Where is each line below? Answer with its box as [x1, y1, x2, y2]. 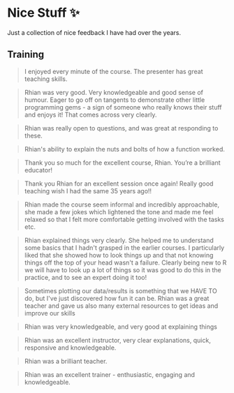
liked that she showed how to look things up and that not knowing [24, 251, 214, 259]
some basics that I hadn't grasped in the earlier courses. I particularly [24, 243, 225, 252]
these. [24, 131, 43, 140]
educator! [24, 165, 52, 174]
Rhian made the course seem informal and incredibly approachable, [24, 200, 220, 209]
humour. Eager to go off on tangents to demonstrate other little [24, 96, 205, 104]
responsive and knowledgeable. [24, 343, 117, 352]
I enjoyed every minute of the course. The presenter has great [24, 67, 203, 75]
